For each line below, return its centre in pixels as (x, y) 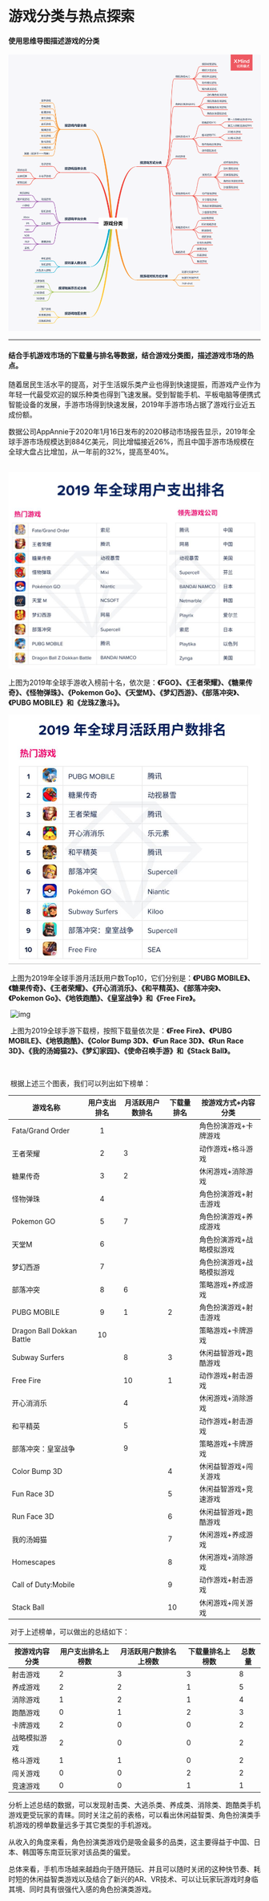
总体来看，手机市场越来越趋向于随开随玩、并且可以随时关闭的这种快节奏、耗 (134, 1869)
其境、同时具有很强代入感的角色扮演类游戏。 (82, 1889)
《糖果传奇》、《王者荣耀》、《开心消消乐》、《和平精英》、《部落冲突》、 (117, 987)
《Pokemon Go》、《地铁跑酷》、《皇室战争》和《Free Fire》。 (104, 998)
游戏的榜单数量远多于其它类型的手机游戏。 (85, 1825)
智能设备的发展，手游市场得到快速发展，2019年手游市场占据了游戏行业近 (128, 405)
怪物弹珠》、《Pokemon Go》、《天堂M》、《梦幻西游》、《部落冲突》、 (137, 692)
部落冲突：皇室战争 (43, 1448)
